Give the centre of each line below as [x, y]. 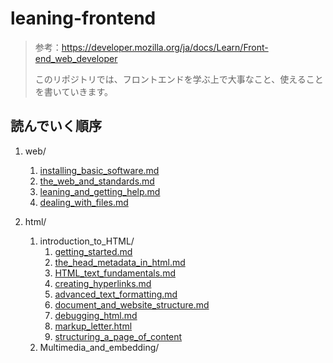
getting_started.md [93, 251]
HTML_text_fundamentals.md [115, 273]
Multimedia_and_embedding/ [99, 347]
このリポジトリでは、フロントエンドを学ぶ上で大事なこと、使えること [179, 79]
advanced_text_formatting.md [116, 294]
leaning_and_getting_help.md [100, 191]
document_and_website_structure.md [132, 304]
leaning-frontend [83, 18]
